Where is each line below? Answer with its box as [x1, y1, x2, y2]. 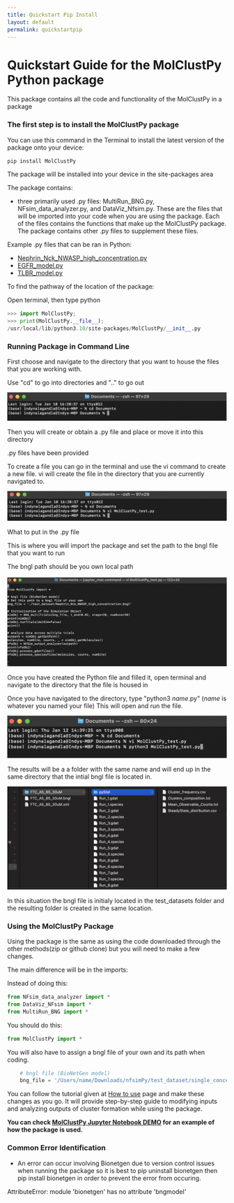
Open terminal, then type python [7, 296, 101, 304]
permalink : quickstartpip [7, 26, 82, 33]
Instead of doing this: [7, 979, 68, 988]
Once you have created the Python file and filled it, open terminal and [7, 673, 207, 682]
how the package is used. [7, 1125, 84, 1134]
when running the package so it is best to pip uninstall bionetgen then [17, 1166, 218, 1174]
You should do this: [7, 1021, 63, 1029]
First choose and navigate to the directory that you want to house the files [7, 357, 219, 366]
